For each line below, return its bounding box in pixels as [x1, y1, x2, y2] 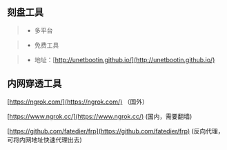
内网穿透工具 [7, 78, 62, 90]
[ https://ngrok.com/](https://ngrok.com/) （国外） [7, 97, 148, 106]
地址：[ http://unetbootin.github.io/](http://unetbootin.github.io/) [34, 55, 215, 64]
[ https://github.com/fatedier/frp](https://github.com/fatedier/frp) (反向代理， [7, 126, 224, 135]
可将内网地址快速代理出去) [7, 135, 83, 144]
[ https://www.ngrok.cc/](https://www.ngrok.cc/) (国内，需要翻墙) [7, 112, 193, 120]
